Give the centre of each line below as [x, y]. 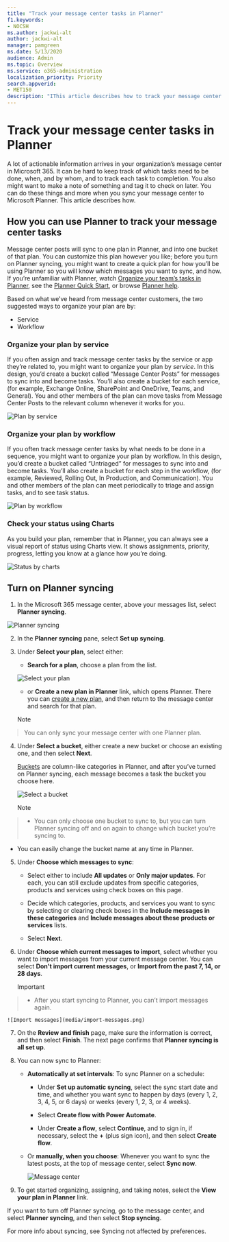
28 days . [30, 974]
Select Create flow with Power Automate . [97, 1115]
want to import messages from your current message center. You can [115, 959]
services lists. [47, 925]
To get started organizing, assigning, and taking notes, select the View [117, 1190]
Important [31, 987]
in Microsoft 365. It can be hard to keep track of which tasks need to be [108, 171]
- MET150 [19, 90]
